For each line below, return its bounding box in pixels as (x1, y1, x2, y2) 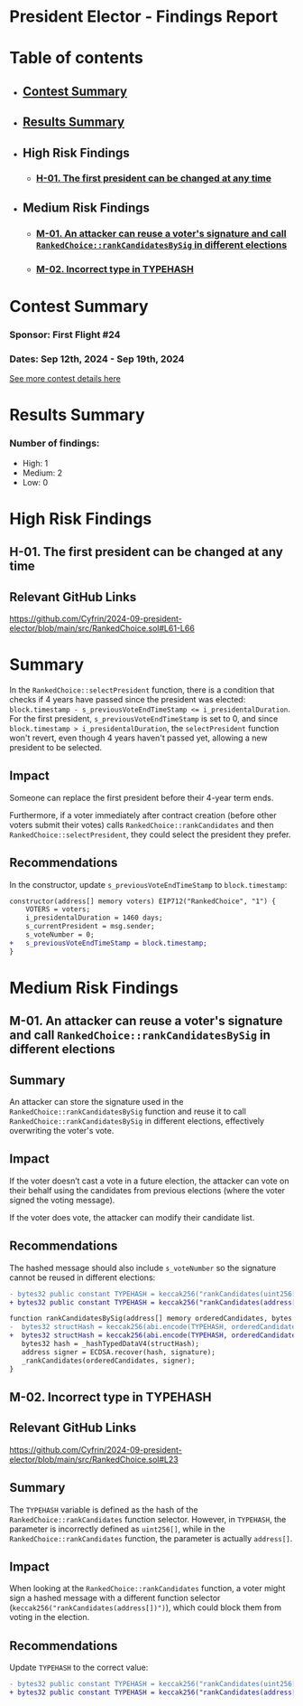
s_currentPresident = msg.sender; (25, 922, 155, 931)
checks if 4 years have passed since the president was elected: (9, 693, 246, 704)
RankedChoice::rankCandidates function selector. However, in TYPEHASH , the (9, 1513, 287, 1524)
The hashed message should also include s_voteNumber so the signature (9, 1262, 277, 1273)
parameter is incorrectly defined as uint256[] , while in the (9, 1523, 225, 1534)
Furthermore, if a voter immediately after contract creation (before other (9, 809, 277, 820)
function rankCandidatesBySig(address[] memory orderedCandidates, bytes (9, 1314, 293, 1324)
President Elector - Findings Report (9, 6, 278, 27)
